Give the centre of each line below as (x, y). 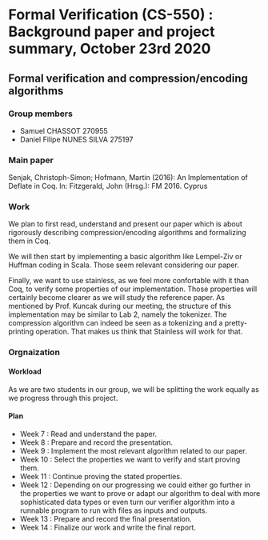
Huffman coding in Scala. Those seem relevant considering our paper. (124, 265)
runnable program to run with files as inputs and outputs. (114, 510)
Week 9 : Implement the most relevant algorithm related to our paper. (134, 450)
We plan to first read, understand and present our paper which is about (125, 224)
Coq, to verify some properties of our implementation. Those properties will (133, 289)
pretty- (236, 323)
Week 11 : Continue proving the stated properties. (101, 476)
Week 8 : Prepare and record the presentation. (96, 442)
